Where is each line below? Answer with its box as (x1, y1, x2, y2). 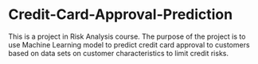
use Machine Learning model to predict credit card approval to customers (8, 40, 250, 49)
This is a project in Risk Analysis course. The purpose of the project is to (8, 32, 246, 41)
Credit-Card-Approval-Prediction (8, 6, 233, 24)
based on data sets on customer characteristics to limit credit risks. (8, 48, 229, 58)
